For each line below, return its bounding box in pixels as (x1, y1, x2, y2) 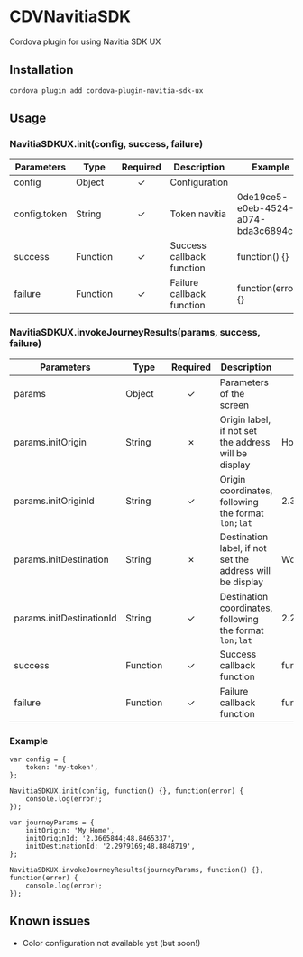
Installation (9, 62, 74, 78)
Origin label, (219, 413, 271, 426)
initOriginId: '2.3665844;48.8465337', (25, 834, 176, 843)
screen (219, 399, 250, 411)
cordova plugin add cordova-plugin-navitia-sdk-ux (9, 86, 204, 96)
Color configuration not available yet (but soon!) (22, 937, 201, 948)
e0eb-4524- (237, 202, 295, 215)
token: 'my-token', (25, 763, 99, 772)
